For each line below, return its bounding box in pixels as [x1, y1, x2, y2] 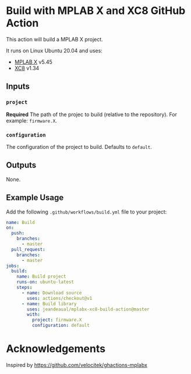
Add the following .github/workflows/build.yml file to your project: [6, 208, 167, 215]
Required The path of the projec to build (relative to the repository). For [6, 111, 178, 118]
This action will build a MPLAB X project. [6, 36, 103, 43]
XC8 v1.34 [14, 64, 40, 71]
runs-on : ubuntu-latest [16, 279, 75, 285]
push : [11, 230, 25, 236]
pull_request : [11, 246, 45, 252]
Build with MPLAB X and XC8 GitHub [6, 4, 186, 18]
